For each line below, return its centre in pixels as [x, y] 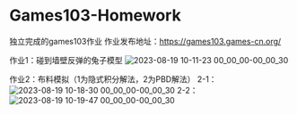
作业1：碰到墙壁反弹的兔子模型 [66, 60]
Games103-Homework [95, 16]
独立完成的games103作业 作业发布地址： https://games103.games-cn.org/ [145, 41]
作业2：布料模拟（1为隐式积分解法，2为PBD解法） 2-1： [113, 79]
